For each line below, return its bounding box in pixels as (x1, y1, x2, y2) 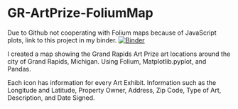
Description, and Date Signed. (7, 93, 95, 102)
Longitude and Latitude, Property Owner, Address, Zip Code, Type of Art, (7, 86, 222, 94)
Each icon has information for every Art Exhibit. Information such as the (7, 78, 217, 86)
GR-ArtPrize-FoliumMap (7, 5, 154, 21)
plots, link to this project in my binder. (7, 35, 117, 44)
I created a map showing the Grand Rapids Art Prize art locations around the (7, 50, 231, 58)
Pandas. (7, 64, 31, 73)
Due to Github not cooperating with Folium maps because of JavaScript (7, 28, 217, 37)
